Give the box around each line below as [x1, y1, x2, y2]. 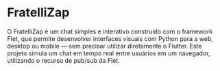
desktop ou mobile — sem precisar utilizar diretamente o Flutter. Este [7, 42, 202, 50]
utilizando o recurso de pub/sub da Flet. [7, 56, 120, 64]
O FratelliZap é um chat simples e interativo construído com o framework [7, 27, 213, 35]
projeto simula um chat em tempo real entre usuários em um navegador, [7, 49, 210, 57]
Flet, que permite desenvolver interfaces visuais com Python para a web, [7, 34, 214, 42]
